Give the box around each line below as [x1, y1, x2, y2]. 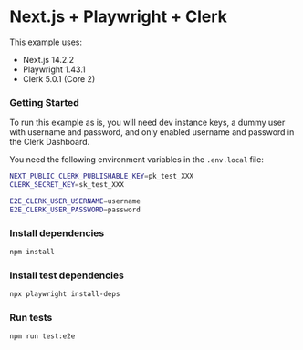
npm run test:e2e [9, 332, 76, 341]
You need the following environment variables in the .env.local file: [9, 154, 265, 165]
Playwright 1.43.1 [22, 64, 86, 75]
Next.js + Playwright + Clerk [9, 6, 228, 27]
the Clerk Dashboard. [9, 137, 90, 148]
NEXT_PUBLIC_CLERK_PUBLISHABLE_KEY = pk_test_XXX [9, 171, 194, 181]
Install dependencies [9, 226, 105, 239]
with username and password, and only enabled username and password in [9, 127, 295, 138]
